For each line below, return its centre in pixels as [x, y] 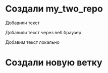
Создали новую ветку [54, 63]
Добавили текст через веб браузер [43, 32]
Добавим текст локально [32, 42]
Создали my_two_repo [54, 9]
